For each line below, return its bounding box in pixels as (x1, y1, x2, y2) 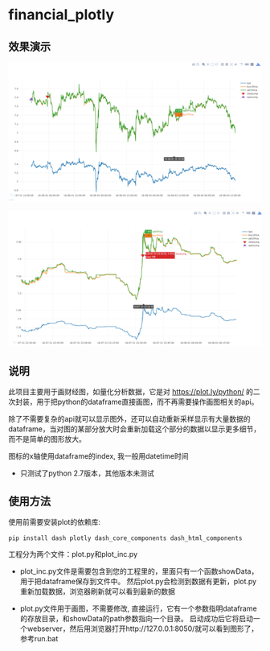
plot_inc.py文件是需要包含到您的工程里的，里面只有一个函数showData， (19, 566, 259, 576)
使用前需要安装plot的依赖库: (8, 517, 100, 526)
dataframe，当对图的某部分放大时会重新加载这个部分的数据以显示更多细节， (8, 424, 261, 434)
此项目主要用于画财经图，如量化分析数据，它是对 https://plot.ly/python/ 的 (8, 387, 253, 397)
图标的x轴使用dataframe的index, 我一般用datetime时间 (8, 451, 189, 461)
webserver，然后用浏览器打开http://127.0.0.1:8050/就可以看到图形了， (27, 624, 259, 633)
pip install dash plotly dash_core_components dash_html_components (8, 534, 243, 542)
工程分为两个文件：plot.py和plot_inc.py (8, 549, 138, 558)
